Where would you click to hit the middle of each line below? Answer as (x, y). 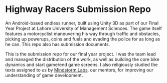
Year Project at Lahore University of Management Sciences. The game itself (83, 28)
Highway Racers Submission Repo (78, 9)
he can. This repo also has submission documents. (58, 44)
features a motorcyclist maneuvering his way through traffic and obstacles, (83, 33)
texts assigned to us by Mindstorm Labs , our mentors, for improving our (79, 70)
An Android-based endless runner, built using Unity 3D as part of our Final (82, 23)
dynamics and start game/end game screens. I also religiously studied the (81, 64)
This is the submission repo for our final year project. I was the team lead (81, 54)
